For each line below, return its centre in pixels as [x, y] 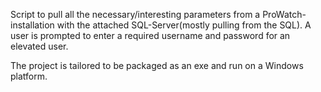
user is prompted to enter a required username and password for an [150, 35]
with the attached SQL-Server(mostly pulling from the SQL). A [184, 25]
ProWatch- [284, 14]
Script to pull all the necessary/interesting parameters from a [135, 14]
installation [32, 25]
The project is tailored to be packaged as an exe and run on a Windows [157, 65]
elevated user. [39, 46]
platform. [29, 76]
